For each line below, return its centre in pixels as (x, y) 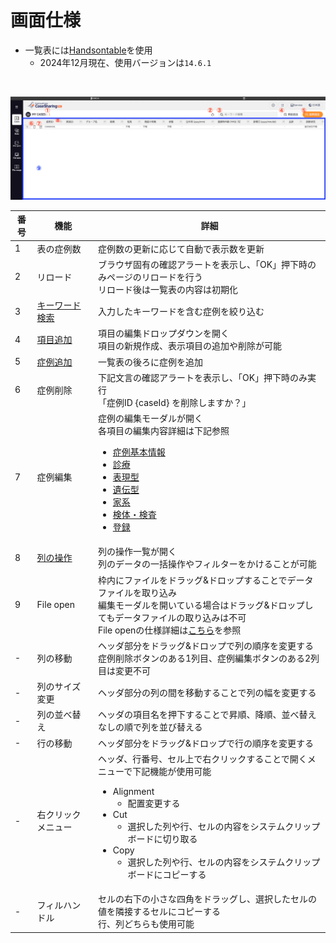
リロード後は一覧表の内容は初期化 (167, 289)
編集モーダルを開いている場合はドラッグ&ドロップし (205, 605)
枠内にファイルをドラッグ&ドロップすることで (192, 580)
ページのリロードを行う (154, 277)
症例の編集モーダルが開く (150, 418)
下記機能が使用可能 (172, 771)
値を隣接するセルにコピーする (159, 912)
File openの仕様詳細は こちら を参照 (169, 630)
